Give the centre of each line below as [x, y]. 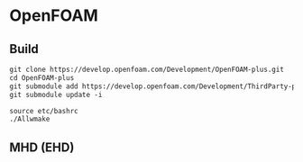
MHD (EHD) [42, 147]
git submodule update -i [56, 94]
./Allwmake [30, 119]
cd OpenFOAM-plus [42, 77]
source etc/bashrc [44, 111]
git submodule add [44, 86]
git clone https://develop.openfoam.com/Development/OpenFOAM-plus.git [147, 69]
